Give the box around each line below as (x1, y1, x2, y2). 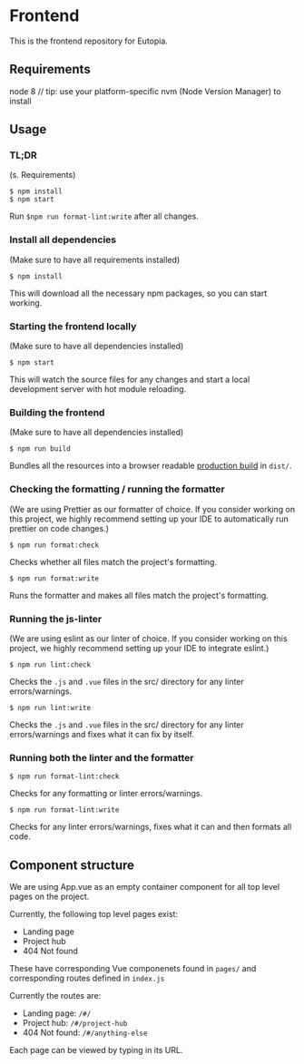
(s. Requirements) (9, 170, 76, 181)
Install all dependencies (9, 233, 116, 246)
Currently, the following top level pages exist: (9, 909, 179, 920)
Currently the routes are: (9, 991, 102, 1001)
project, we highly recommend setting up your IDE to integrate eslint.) (9, 642, 270, 653)
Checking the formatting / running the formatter (9, 483, 225, 495)
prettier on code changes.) (9, 522, 110, 533)
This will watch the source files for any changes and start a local (9, 374, 250, 386)
